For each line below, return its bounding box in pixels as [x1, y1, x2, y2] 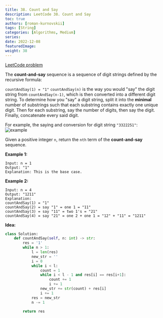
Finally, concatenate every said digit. [5, 112, 80, 118]
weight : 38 [5, 48, 27, 53]
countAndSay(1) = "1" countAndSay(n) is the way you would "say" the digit [5, 86, 155, 92]
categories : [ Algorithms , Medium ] [5, 30, 76, 35]
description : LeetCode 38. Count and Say [5, 12, 91, 17]
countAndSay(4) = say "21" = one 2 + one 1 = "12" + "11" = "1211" [5, 213, 146, 218]
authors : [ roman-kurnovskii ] [5, 21, 65, 26]
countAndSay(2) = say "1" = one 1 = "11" [5, 204, 91, 209]
